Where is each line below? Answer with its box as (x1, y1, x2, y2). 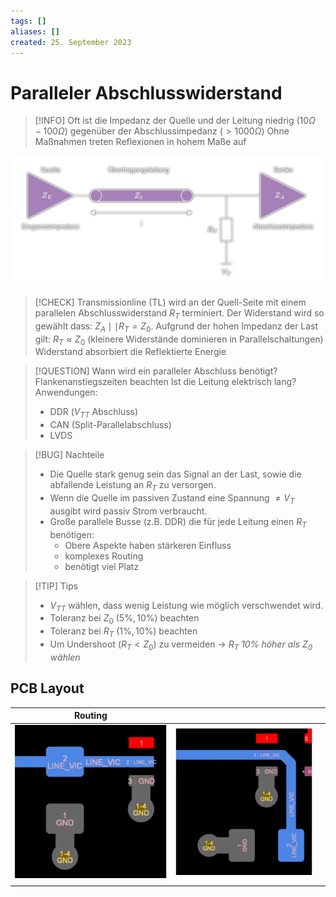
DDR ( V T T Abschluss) (49, 406, 139, 420)
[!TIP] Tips (34, 580, 79, 592)
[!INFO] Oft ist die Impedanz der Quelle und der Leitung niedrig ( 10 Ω (34, 115, 316, 127)
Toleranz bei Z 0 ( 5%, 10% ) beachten (49, 612, 200, 627)
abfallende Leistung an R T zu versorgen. (49, 479, 217, 493)
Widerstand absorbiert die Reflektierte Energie (34, 346, 227, 358)
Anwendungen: (34, 386, 98, 399)
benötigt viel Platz (64, 560, 140, 572)
